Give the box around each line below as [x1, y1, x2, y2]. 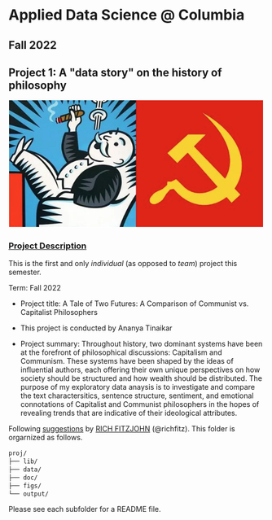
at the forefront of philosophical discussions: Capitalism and [20, 347, 222, 357]
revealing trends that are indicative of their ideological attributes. [20, 409, 238, 418]
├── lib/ [8, 457, 38, 465]
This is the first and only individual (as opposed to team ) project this [8, 259, 238, 269]
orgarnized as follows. [8, 433, 83, 443]
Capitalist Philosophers [20, 308, 98, 317]
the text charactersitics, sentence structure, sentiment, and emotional [20, 391, 254, 400]
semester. [8, 267, 42, 277]
